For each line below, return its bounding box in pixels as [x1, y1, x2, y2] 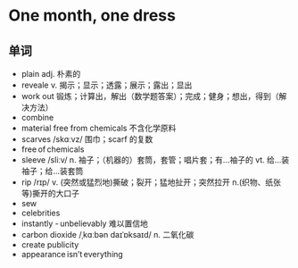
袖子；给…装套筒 [21, 166, 84, 176]
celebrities [21, 207, 61, 218]
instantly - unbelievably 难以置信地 [21, 218, 148, 229]
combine [21, 113, 54, 122]
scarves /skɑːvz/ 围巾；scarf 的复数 [21, 134, 153, 144]
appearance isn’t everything [21, 249, 124, 259]
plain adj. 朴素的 [21, 69, 81, 79]
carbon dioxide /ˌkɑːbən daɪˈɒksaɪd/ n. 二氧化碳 [21, 230, 195, 239]
